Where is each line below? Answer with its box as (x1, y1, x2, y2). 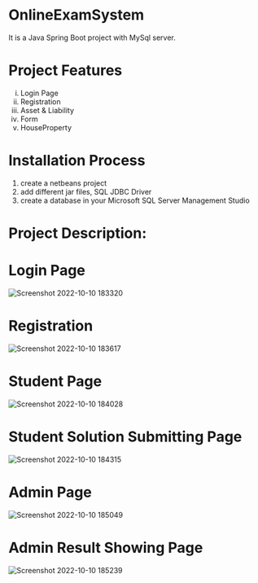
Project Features (8, 61, 123, 80)
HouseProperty (20, 122, 72, 132)
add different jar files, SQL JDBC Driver (20, 186, 152, 196)
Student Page (8, 372, 103, 391)
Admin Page (8, 483, 92, 502)
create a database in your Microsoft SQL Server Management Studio (20, 195, 250, 205)
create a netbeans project (20, 178, 107, 188)
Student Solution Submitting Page (8, 427, 243, 445)
